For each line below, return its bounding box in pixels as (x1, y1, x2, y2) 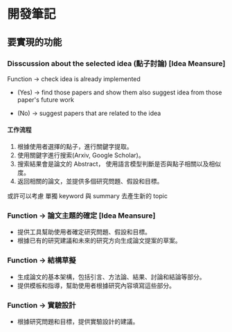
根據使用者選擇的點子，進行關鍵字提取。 (17, 143, 133, 151)
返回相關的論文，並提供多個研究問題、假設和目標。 (17, 177, 163, 186)
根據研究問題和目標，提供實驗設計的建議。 (17, 317, 139, 326)
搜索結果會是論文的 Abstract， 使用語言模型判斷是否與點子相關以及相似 (17, 160, 222, 168)
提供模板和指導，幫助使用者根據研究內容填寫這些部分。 (17, 281, 175, 290)
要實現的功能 (7, 36, 62, 48)
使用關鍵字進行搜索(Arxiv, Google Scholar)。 (17, 151, 145, 159)
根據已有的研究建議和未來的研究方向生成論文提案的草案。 (17, 236, 181, 245)
